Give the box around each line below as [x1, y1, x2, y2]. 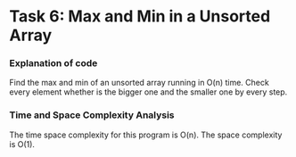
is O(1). [9, 138, 36, 149]
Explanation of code [9, 57, 98, 70]
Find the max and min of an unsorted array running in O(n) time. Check [9, 78, 269, 88]
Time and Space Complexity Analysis [9, 109, 176, 121]
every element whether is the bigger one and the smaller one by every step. [9, 87, 288, 97]
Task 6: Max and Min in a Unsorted [9, 6, 271, 27]
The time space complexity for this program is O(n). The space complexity [9, 129, 283, 140]
